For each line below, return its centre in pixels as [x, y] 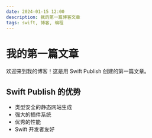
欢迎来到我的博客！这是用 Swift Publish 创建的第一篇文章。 [78, 71]
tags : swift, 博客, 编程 [35, 23]
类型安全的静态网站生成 [43, 107]
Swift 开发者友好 [35, 129]
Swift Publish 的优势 [43, 92]
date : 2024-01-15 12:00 [35, 12]
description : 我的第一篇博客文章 [43, 17]
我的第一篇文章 [43, 54]
